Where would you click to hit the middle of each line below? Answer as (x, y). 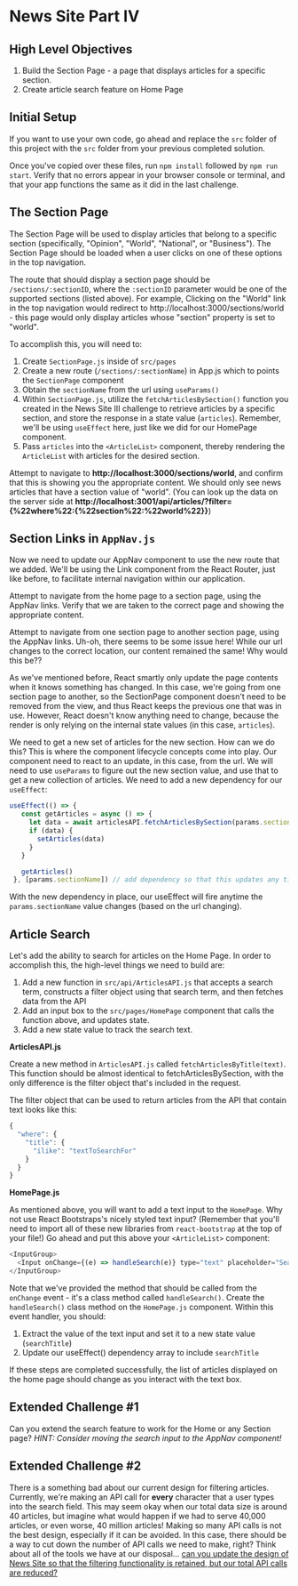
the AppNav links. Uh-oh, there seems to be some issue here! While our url (146, 641)
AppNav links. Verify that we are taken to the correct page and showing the (147, 606)
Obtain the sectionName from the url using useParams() (121, 390)
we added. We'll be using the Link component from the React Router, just (142, 569)
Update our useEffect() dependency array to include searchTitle (141, 1352)
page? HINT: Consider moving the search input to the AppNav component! (145, 1437)
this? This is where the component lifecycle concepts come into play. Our (143, 752)
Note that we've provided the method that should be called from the (133, 1288)
